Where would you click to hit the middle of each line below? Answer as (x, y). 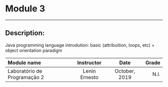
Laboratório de (25, 71)
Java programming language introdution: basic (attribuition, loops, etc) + (80, 45)
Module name (24, 63)
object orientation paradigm (34, 50)
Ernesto (89, 77)
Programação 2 (26, 77)
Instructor (89, 63)
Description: (25, 33)
